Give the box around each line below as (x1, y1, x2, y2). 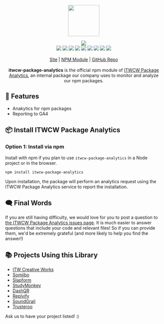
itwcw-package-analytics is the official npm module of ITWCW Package (8, 67, 160, 73)
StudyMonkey (12, 283, 41, 289)
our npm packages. (64, 78, 104, 83)
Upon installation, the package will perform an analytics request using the (5, 178, 157, 184)
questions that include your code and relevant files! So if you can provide (5, 225, 156, 231)
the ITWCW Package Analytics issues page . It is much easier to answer (5, 220, 152, 226)
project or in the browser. (5, 160, 57, 166)
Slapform (12, 277, 31, 283)
